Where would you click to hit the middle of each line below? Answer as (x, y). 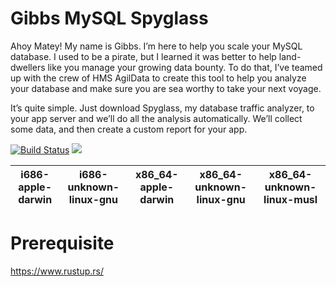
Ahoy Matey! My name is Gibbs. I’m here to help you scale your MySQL (156, 46)
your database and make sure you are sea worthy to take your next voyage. (166, 88)
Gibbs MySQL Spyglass (109, 18)
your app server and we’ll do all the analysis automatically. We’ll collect (156, 118)
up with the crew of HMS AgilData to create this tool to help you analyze (158, 78)
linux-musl (290, 199)
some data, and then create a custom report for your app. (129, 129)
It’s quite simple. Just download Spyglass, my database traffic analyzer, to (162, 108)
